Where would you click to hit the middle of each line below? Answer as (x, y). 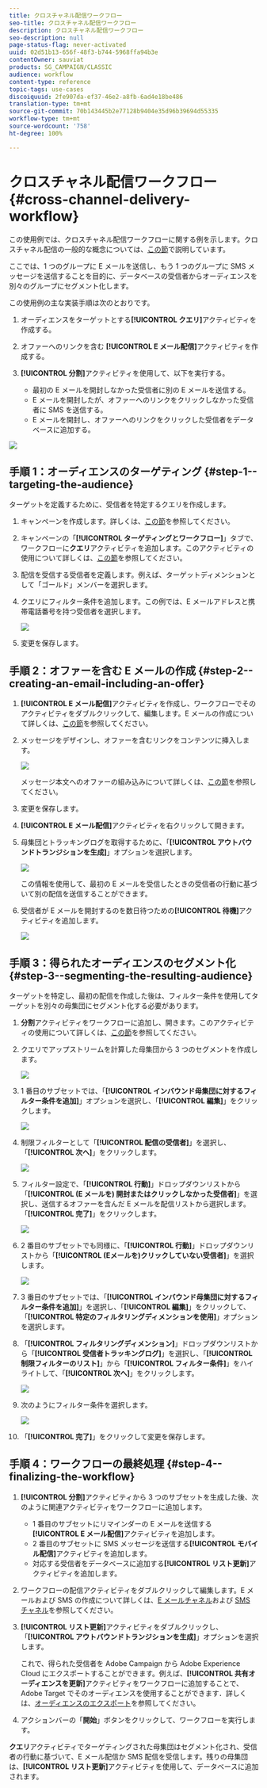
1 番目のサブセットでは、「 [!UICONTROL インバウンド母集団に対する (132, 1091)
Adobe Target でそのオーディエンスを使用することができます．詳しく (133, 1693)
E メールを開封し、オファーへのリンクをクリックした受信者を (132, 419)
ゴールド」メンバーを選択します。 (97, 585)
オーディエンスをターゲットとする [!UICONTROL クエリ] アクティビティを (138, 319)
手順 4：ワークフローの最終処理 (87, 1464)
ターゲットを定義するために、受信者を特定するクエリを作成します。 (120, 505)
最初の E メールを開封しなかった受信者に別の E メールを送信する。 (141, 390)
